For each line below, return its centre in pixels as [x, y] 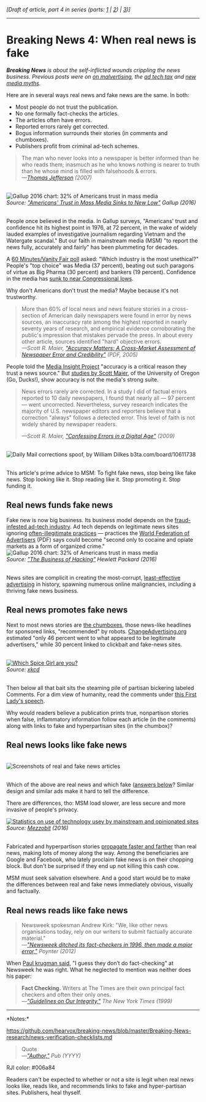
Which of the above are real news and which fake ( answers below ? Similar [100, 785]
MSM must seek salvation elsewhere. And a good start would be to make [98, 878]
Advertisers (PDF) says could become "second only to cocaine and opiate [100, 539]
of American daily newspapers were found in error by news [116, 315]
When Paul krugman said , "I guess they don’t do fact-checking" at [90, 963]
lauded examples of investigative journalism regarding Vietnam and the [96, 234]
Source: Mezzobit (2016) [37, 828]
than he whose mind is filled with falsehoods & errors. [89, 171]
